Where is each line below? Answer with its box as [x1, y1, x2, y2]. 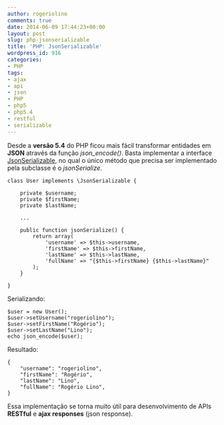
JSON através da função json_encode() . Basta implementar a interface [7, 149, 213, 157]
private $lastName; [20, 202, 77, 209]
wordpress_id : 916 [7, 50, 61, 57]
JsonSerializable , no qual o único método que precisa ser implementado [7, 156, 217, 164]
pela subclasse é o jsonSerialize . [7, 164, 103, 172]
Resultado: [7, 345, 39, 353]
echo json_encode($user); [7, 333, 83, 340]
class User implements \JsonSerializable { [7, 177, 137, 184]
